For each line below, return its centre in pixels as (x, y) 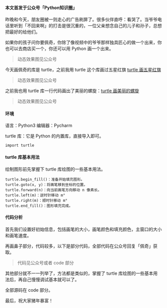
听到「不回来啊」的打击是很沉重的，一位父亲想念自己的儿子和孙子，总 (85, 26)
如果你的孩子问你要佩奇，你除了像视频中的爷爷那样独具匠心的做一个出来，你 (83, 43)
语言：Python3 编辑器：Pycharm (39, 125)
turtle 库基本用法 (22, 157)
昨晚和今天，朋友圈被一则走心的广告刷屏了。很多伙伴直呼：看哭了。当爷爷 (81, 19)
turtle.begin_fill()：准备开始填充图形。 (45, 179)
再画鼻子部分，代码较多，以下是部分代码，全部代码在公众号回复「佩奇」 (79, 246)
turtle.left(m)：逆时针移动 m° (35, 195)
